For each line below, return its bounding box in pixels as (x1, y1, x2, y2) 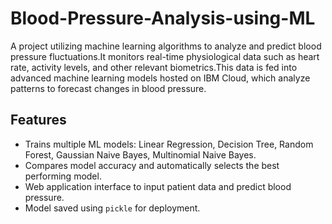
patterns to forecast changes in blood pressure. (10, 82, 207, 94)
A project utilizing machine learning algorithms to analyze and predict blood (10, 40, 322, 52)
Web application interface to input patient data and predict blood (24, 180, 292, 192)
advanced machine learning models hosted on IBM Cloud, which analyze (10, 72, 311, 84)
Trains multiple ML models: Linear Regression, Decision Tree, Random (24, 138, 314, 150)
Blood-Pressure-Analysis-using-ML (10, 7, 316, 30)
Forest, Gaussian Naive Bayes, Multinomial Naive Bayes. (24, 148, 257, 161)
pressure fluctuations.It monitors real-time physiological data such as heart (10, 50, 320, 62)
